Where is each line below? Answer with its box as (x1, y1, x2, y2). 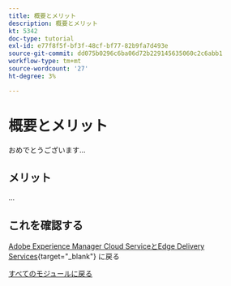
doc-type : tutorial (8, 34, 75, 43)
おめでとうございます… (8, 145, 87, 155)
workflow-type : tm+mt (8, 58, 82, 66)
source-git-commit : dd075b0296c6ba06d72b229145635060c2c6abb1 (8, 49, 223, 58)
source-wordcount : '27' (8, 65, 89, 73)
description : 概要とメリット (8, 19, 99, 28)
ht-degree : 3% (8, 72, 57, 80)
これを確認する (8, 218, 83, 232)
